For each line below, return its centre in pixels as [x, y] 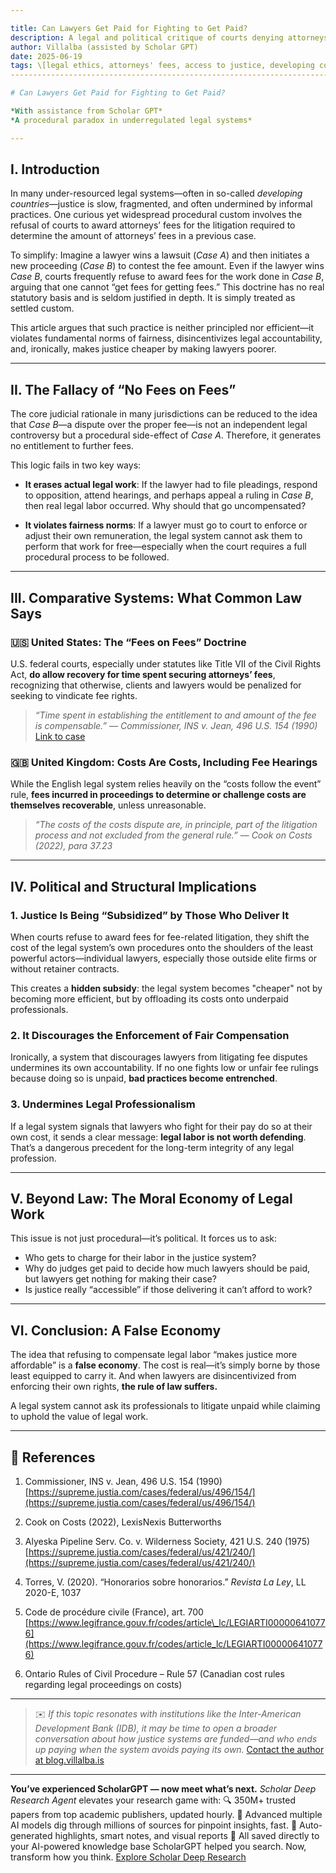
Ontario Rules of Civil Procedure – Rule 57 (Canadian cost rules [154, 1673]
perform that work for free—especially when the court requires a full [165, 547]
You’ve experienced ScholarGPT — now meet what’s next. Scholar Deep [163, 1788]
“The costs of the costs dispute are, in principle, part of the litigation [176, 825]
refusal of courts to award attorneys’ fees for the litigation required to [153, 225]
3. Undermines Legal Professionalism [103, 1104]
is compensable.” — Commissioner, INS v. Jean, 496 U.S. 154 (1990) [176, 725]
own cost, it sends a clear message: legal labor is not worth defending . [158, 1137]
